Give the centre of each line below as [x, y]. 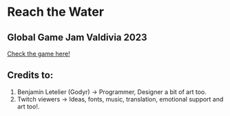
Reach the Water [56, 12]
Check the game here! [39, 54]
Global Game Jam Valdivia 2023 [77, 37]
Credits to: [30, 75]
